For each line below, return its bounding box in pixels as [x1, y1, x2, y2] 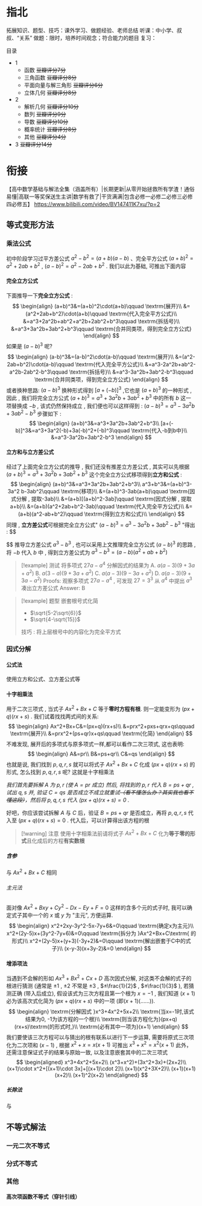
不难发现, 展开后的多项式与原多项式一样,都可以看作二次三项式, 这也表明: [6, 741, 185, 748]
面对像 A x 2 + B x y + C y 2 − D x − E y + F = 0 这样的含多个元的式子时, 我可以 [6, 903, 188, 911]
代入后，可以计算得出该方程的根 [70, 817, 150, 824]
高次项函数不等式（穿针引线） [6, 1193, 80, 1201]
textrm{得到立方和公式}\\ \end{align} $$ [86, 510, 185, 517]
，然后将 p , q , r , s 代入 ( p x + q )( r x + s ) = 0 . [25, 796, 130, 803]
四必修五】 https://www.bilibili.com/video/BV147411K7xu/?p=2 [6, 200, 160, 207]
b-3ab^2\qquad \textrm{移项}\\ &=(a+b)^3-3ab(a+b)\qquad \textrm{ [21, 488, 190, 495]
